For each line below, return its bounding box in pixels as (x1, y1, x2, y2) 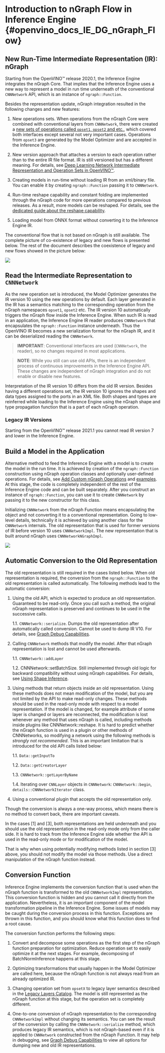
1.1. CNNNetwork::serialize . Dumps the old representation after (12, 620, 139, 626)
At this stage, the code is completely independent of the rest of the (5, 481, 141, 487)
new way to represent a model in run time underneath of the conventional (5, 86, 154, 92)
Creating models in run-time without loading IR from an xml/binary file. (12, 177, 156, 183)
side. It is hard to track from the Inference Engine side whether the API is (5, 831, 153, 837)
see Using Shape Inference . (12, 675, 69, 681)
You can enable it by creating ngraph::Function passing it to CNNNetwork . (12, 182, 159, 188)
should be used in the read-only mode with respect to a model (12, 701, 139, 707)
